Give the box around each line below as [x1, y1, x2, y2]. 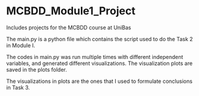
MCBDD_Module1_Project [6, 4, 136, 18]
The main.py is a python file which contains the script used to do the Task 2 [6, 35, 193, 42]
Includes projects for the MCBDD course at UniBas [6, 24, 131, 31]
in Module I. [6, 42, 35, 49]
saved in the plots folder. [6, 66, 67, 73]
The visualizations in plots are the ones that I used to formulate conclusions [6, 78, 193, 85]
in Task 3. [6, 83, 30, 91]
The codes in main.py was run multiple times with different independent [6, 53, 183, 60]
